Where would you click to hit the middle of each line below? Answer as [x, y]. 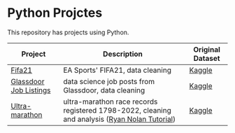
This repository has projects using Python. [68, 32]
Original [207, 49]
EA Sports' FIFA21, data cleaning [117, 70]
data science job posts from [109, 81]
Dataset [207, 58]
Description [123, 54]
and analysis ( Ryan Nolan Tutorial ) [119, 119]
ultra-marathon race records [110, 101]
